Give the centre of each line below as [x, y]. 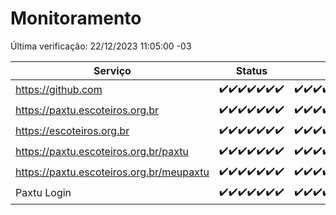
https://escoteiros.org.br [72, 131]
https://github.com [59, 90]
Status [251, 70]
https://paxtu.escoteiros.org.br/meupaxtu [112, 172]
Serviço [112, 70]
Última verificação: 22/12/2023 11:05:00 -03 [101, 46]
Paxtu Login [43, 193]
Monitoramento [76, 18]
